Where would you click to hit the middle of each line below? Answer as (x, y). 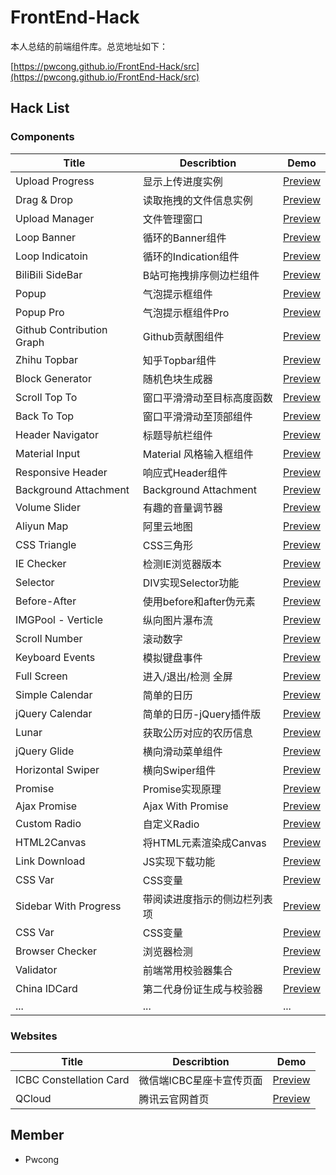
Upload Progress (55, 181)
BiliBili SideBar (49, 274)
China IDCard (46, 988)
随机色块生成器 (177, 379)
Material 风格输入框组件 (198, 454)
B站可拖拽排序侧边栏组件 (201, 275)
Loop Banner (46, 237)
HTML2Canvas (51, 842)
